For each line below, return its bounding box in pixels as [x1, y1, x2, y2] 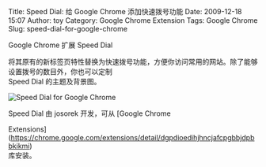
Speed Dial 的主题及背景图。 [8, 77, 101, 86]
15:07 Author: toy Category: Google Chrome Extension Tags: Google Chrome [8, 16, 258, 25]
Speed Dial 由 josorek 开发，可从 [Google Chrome [8, 109, 172, 118]
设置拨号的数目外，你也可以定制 [8, 67, 112, 76]
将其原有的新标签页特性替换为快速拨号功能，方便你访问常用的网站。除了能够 [8, 58, 258, 66]
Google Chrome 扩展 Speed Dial [8, 40, 113, 50]
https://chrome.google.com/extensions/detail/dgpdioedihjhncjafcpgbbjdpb [10, 133, 255, 142]
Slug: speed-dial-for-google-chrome [8, 24, 128, 33]
